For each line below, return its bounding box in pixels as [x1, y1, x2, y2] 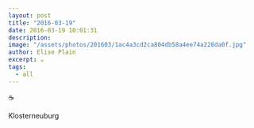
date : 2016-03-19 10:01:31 [8, 26, 98, 34]
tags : [8, 63, 26, 71]
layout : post [8, 11, 52, 20]
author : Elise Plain [8, 48, 77, 56]
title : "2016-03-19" [8, 19, 77, 27]
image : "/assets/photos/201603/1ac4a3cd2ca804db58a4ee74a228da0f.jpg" [8, 41, 247, 49]
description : [8, 33, 52, 42]
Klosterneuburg [8, 111, 60, 120]
